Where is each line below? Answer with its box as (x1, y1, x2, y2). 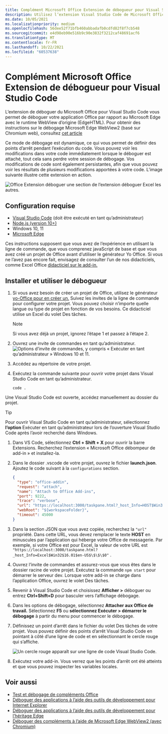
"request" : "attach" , (17, 484, 62, 490)
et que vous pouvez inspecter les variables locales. (12, 663, 118, 669)
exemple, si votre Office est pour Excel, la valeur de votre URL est (12, 542, 148, 548)
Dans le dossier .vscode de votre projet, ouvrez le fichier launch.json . (12, 460, 157, 466)
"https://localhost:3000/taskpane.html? (12, 547, 98, 552)
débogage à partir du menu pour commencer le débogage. (12, 613, 134, 619)
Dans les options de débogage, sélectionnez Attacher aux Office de (12, 602, 153, 608)
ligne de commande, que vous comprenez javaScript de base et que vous (5, 246, 157, 252)
